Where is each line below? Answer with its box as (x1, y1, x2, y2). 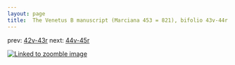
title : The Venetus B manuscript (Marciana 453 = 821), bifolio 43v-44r (7, 17, 229, 24)
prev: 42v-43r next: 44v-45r (7, 36, 90, 44)
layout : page (7, 10, 46, 17)
